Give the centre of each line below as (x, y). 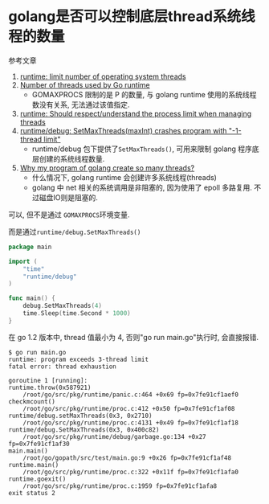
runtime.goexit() (37, 479)
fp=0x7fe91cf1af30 (39, 444)
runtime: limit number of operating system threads (103, 76)
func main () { (32, 298)
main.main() (28, 451)
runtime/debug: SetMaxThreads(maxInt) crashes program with (123, 130)
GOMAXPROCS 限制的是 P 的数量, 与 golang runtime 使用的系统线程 (144, 94)
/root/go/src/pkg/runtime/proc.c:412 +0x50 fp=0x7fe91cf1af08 (129, 408)
